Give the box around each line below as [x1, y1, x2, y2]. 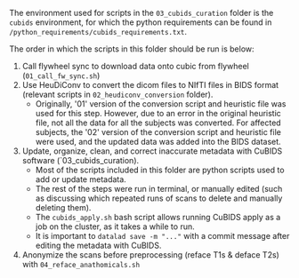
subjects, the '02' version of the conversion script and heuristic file [35, 127, 282, 137]
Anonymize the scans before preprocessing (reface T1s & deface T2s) [21, 250, 280, 260]
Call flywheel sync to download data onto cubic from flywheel [21, 61, 249, 71]
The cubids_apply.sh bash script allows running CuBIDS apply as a [35, 212, 281, 222]
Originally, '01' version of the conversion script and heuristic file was [35, 99, 287, 109]
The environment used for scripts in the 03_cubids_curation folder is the [9, 8, 274, 18]
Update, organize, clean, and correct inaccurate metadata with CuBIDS [21, 146, 283, 156]
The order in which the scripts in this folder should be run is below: [9, 44, 255, 54]
